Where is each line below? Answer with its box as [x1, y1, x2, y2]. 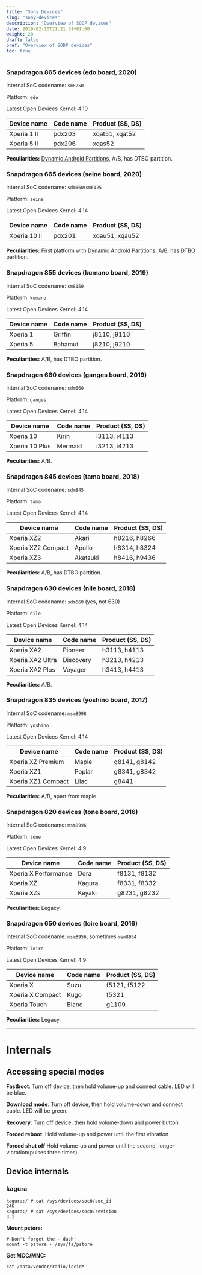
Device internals [6, 1166, 69, 1177]
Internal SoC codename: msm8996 [6, 821, 87, 828]
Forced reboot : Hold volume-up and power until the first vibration [6, 1131, 169, 1138]
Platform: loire [6, 945, 44, 952]
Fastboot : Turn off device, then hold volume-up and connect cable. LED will [6, 1083, 194, 1090]
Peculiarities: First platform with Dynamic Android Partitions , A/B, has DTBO [6, 247, 195, 254]
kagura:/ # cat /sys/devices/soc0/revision [6, 1209, 117, 1215]
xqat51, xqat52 [93, 130, 136, 138]
